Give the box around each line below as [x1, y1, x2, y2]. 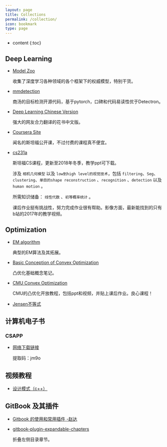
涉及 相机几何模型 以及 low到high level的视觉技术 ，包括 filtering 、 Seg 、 [12, 170, 158, 176]
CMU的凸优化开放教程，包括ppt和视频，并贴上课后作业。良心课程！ [12, 290, 153, 296]
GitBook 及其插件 [5, 402, 59, 410]
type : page [5, 26, 28, 31]
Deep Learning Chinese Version [12, 109, 79, 115]
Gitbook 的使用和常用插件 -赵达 [12, 416, 78, 422]
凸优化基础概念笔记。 [12, 270, 57, 276]
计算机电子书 [5, 317, 45, 326]
